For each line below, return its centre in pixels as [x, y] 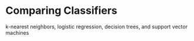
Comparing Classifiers [62, 11]
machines [17, 32]
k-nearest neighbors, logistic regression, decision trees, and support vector [97, 27]
